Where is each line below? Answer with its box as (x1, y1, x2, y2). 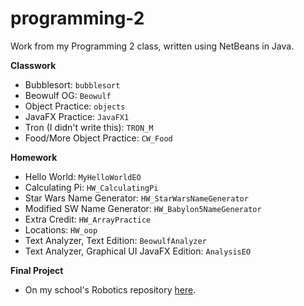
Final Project (10, 264, 64, 276)
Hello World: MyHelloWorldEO (24, 170, 142, 182)
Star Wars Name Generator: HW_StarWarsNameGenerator (24, 192, 249, 204)
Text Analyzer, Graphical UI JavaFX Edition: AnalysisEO (24, 245, 252, 257)
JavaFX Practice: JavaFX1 (24, 110, 130, 122)
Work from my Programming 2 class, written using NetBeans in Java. (10, 40, 295, 52)
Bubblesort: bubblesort (24, 78, 121, 91)
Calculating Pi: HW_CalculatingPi (24, 181, 159, 193)
